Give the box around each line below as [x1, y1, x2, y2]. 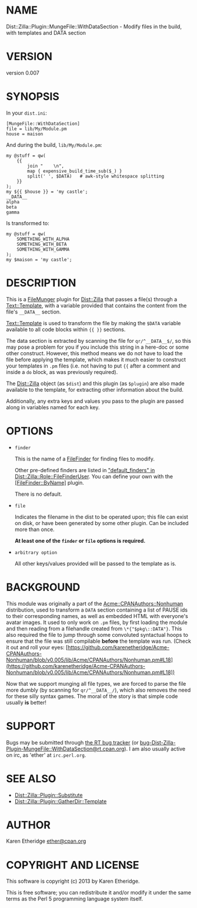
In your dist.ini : [6, 109, 47, 116]
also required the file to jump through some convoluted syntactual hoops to [6, 631, 189, 638]
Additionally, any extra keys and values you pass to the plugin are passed [6, 398, 184, 405]
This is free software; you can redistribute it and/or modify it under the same [6, 889, 191, 896]
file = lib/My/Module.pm [6, 126, 67, 132]
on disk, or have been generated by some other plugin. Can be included [14, 519, 189, 526]
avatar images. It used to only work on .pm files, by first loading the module [6, 619, 188, 626]
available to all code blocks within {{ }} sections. [6, 326, 126, 333]
